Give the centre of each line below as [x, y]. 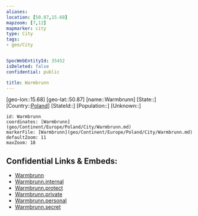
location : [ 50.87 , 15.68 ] [37, 17]
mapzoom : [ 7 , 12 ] [26, 23]
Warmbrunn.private [38, 195]
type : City [20, 34]
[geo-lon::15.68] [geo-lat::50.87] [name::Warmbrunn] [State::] [81, 99]
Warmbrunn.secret [38, 207]
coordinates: [22, 122]
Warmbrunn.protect [39, 188]
